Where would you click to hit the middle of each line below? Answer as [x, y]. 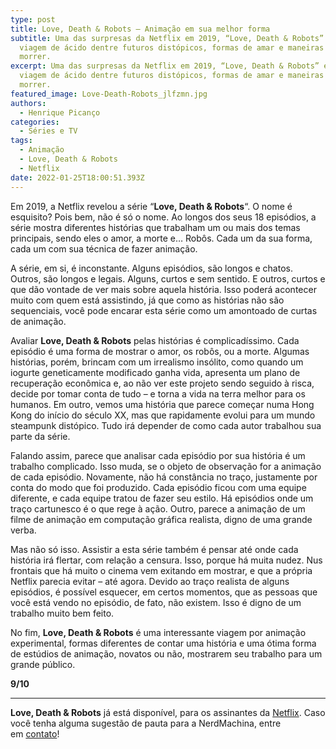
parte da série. [40, 436]
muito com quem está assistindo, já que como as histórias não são [147, 300]
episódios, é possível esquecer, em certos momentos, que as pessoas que [164, 592]
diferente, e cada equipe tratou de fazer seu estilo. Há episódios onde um [162, 498]
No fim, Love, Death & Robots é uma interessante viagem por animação [158, 632]
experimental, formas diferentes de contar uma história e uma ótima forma [163, 643]
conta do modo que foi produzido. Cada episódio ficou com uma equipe [158, 487]
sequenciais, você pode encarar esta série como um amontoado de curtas [164, 310]
